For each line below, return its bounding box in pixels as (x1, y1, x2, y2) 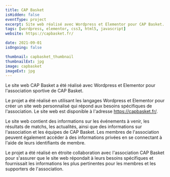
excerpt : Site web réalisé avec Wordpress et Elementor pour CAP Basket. (5, 21, 165, 27)
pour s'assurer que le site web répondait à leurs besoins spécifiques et (5, 155, 154, 161)
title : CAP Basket (5, 7, 44, 13)
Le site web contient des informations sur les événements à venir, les (5, 118, 150, 125)
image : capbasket (5, 64, 42, 69)
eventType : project (5, 17, 47, 22)
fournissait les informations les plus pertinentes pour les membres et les (5, 161, 156, 167)
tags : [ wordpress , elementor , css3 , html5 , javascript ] (5, 26, 126, 32)
